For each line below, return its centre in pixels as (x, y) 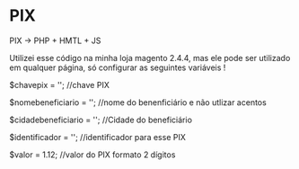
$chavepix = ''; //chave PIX (59, 84)
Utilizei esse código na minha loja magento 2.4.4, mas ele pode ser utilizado (150, 58)
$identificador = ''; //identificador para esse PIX (97, 137)
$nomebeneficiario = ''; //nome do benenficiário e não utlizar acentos (138, 102)
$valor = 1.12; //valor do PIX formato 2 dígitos (92, 155)
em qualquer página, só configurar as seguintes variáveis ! (118, 67)
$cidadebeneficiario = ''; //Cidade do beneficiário (101, 120)
